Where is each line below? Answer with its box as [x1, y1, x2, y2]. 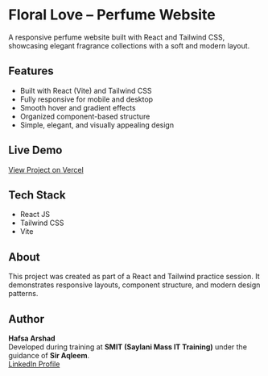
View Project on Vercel [8, 165, 85, 174]
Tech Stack [8, 188, 66, 202]
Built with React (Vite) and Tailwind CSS [19, 86, 152, 95]
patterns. [8, 289, 39, 299]
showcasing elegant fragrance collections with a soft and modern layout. [8, 40, 250, 50]
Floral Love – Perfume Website [8, 6, 216, 24]
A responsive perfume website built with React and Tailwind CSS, [8, 32, 225, 42]
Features [8, 65, 54, 78]
